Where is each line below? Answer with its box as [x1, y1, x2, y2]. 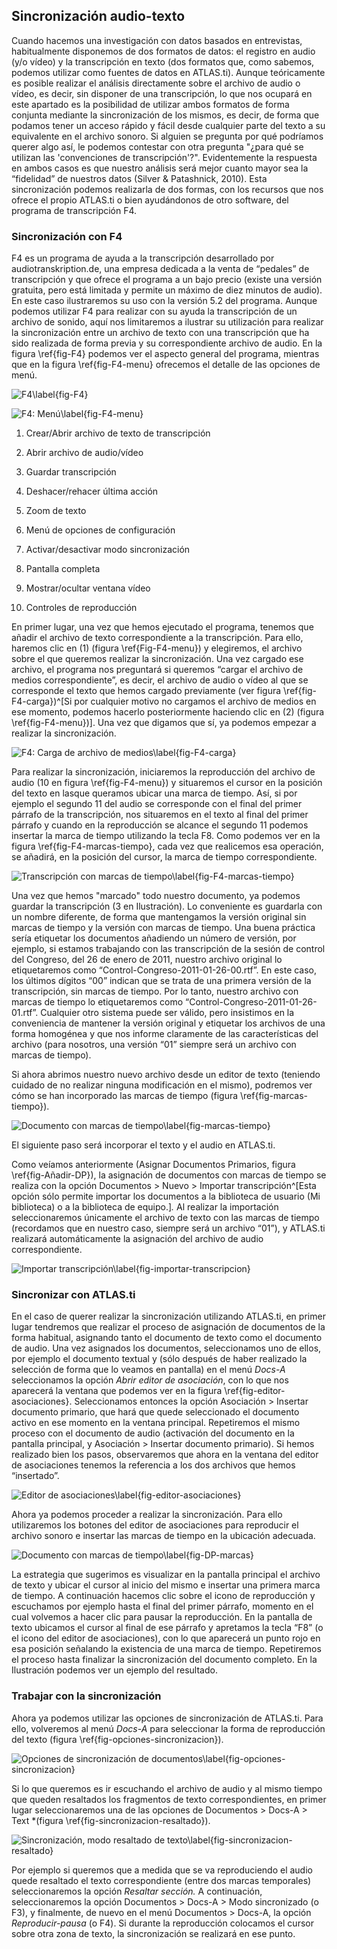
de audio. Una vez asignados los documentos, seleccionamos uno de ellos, [11, 1342, 322, 1354]
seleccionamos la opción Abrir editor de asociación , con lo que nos [11, 1374, 289, 1386]
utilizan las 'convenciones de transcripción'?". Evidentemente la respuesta [11, 151, 318, 163]
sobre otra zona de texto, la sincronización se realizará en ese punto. [11, 1927, 296, 1939]
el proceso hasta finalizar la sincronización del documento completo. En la [11, 1654, 318, 1666]
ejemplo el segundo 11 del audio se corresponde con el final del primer [11, 798, 303, 810]
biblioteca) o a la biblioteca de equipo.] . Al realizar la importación [11, 1201, 279, 1213]
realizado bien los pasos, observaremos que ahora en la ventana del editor [11, 1449, 319, 1461]
